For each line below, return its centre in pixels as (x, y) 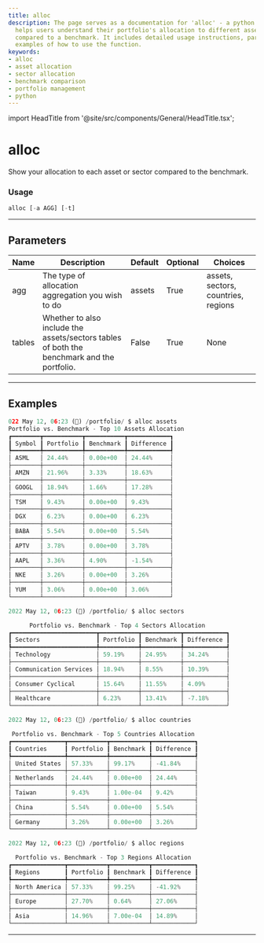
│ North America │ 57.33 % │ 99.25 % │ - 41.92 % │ (103, 887)
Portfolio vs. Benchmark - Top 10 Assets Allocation (96, 429)
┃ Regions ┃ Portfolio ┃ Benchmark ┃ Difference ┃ (103, 872)
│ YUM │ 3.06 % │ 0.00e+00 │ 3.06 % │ (91, 590)
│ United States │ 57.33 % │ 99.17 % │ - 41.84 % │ (103, 764)
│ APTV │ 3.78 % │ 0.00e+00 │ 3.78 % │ (91, 546)
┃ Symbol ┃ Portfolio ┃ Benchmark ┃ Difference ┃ (91, 444)
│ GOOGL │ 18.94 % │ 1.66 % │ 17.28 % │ (91, 487)
